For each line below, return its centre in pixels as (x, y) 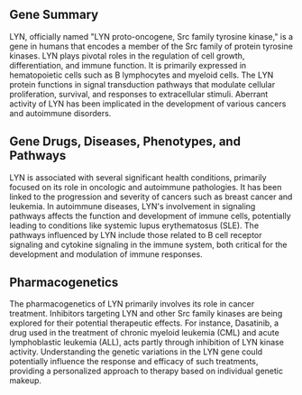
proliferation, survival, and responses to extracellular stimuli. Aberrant (139, 94)
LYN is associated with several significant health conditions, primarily (138, 177)
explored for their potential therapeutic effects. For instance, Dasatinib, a (144, 323)
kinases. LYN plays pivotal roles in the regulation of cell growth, (127, 55)
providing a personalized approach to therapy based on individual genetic (146, 371)
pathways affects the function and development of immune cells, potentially (150, 216)
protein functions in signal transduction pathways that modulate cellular (142, 84)
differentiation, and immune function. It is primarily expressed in (128, 65)
